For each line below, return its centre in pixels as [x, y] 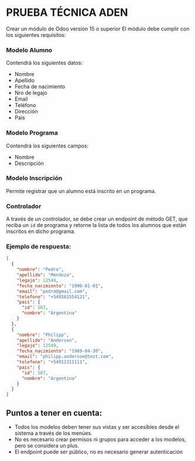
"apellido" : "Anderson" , [47, 340]
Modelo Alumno [29, 50]
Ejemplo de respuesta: [39, 247]
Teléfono [25, 105]
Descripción [29, 163]
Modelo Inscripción [34, 178]
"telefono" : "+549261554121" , [54, 297]
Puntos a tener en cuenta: [54, 413]
